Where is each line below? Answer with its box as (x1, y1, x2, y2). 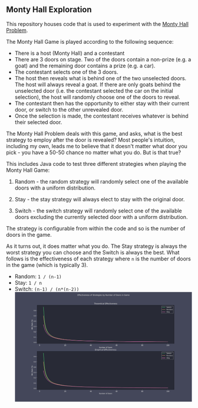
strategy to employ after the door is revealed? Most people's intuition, (6, 136, 175, 143)
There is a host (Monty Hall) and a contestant (14, 50, 125, 57)
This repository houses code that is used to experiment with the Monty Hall (6, 20, 189, 27)
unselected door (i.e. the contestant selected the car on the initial (14, 87, 173, 94)
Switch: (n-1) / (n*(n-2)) (14, 285, 80, 292)
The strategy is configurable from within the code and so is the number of (6, 224, 186, 232)
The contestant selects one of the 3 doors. (14, 68, 118, 76)
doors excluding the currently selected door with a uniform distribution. (14, 213, 188, 220)
